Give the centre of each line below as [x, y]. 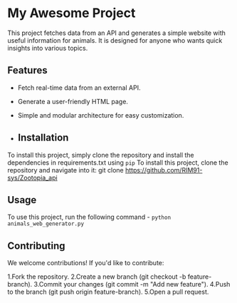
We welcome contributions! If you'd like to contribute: [86, 263]
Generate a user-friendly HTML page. [73, 101]
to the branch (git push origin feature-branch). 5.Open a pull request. [108, 292]
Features [27, 70]
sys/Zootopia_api [33, 178]
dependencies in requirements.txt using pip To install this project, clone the [118, 163]
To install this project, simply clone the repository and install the [101, 155]
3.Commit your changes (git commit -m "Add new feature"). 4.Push [132, 284]
